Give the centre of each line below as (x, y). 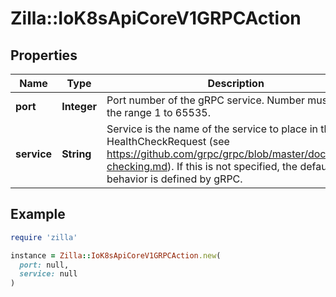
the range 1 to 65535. (159, 112)
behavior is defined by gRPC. (174, 179)
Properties (44, 55)
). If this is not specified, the (232, 166)
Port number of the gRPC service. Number (205, 100)
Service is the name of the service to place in (212, 129)
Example (38, 214)
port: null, (44, 265)
